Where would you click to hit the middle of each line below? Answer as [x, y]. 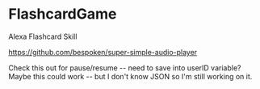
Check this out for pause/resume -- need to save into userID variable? [125, 68]
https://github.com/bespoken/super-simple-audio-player [103, 52]
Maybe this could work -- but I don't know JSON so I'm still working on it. [130, 76]
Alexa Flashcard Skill [43, 36]
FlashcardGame [63, 14]
